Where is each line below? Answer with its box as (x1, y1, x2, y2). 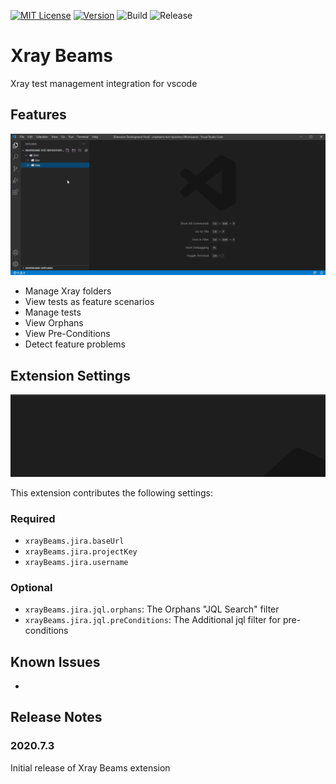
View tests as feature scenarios (24, 296, 155, 308)
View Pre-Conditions (24, 328, 111, 340)
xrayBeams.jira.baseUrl (24, 536, 125, 546)
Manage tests (24, 306, 82, 319)
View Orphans (24, 317, 84, 329)
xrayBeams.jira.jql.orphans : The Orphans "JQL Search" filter (24, 603, 280, 615)
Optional (10, 580, 53, 594)
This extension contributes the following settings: (10, 486, 213, 499)
